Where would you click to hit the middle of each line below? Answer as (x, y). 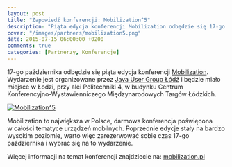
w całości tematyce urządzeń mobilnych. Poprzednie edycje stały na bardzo (116, 128)
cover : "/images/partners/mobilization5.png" (74, 33)
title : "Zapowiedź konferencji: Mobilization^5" (79, 20)
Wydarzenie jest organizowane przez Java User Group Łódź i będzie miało (114, 79)
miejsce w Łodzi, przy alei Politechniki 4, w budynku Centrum (95, 87)
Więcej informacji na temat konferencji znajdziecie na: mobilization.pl (106, 156)
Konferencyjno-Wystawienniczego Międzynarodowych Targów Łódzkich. (112, 94)
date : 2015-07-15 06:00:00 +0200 (56, 39)
